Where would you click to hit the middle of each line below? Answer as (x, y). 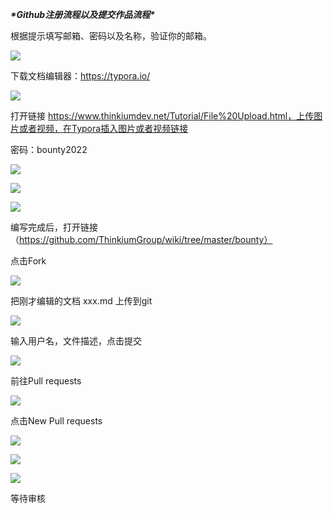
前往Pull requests (46, 381)
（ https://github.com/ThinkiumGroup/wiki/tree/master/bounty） (141, 239)
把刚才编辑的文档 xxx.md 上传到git (81, 301)
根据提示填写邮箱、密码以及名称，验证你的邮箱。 (111, 36)
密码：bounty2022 (49, 149)
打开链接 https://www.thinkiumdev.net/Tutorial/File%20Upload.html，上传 (162, 116)
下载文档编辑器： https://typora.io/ (80, 76)
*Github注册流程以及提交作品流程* (82, 14)
